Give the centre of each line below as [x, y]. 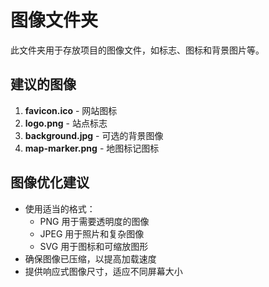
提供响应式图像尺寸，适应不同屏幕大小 [103, 271]
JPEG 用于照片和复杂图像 [92, 233]
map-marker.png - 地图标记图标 [92, 148]
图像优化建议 [50, 182]
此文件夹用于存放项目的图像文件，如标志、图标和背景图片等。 [137, 50]
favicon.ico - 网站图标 [71, 110]
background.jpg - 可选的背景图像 [94, 135]
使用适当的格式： [60, 208]
